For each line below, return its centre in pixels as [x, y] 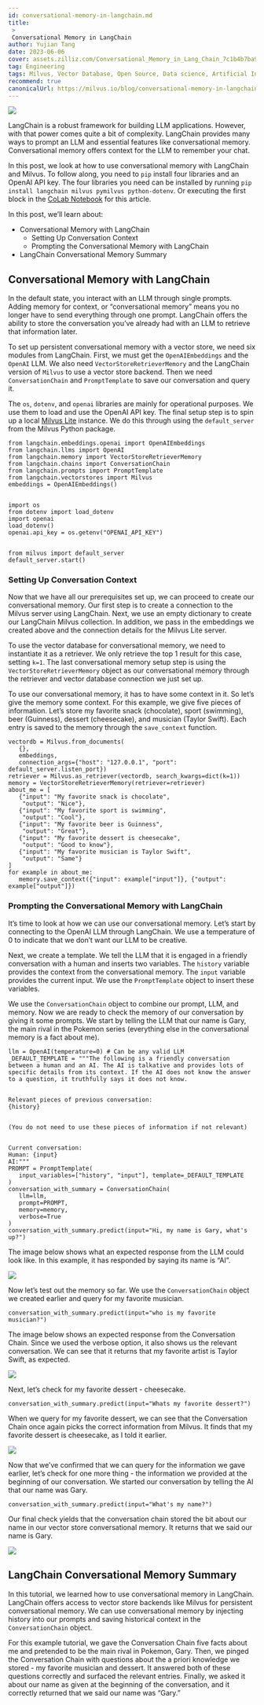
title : [19, 23]
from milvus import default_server [66, 554]
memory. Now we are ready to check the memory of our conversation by [126, 1012]
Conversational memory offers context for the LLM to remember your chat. [129, 151]
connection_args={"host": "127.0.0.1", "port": [98, 763]
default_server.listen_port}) [58, 770]
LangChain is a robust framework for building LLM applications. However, [127, 126]
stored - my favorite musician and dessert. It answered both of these [119, 1667]
